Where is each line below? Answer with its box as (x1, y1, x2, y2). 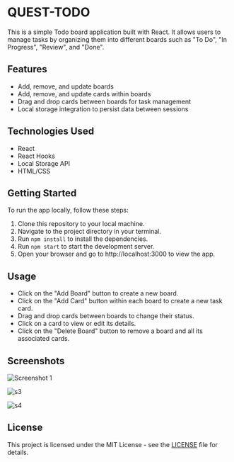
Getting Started (7, 187, 77, 199)
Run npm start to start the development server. (17, 242, 155, 251)
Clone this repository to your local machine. (17, 220, 145, 228)
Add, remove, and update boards (17, 82, 115, 91)
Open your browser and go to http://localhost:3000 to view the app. (17, 249, 216, 259)
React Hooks (17, 152, 55, 160)
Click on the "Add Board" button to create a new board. (17, 289, 179, 298)
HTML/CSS (17, 167, 51, 175)
